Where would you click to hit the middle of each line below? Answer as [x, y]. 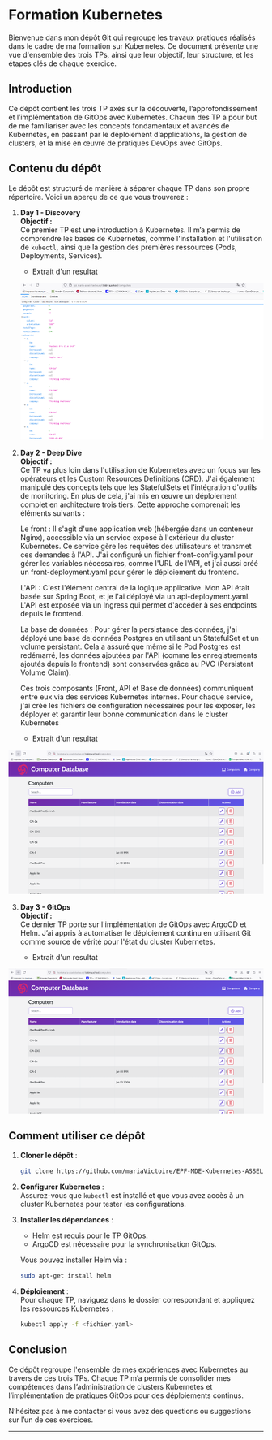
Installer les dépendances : [66, 1220]
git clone [37, 1171]
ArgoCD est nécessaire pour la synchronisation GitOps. [124, 1244]
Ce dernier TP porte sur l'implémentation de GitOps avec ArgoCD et [133, 924]
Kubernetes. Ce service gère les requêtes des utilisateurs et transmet [136, 547]
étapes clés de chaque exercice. [63, 63]
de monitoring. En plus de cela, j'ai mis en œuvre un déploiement [128, 496]
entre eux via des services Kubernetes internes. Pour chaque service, [136, 697]
